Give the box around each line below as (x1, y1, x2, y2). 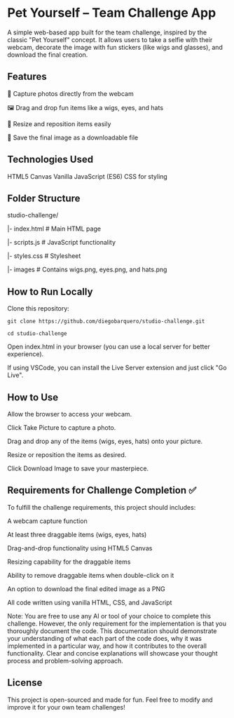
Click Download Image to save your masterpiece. (7, 464, 149, 473)
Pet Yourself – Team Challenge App (7, 5, 216, 21)
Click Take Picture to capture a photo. (7, 424, 116, 432)
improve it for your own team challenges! (7, 703, 125, 711)
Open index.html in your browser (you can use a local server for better (7, 342, 210, 351)
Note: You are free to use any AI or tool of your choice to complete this (7, 611, 212, 620)
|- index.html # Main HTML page (7, 224, 102, 233)
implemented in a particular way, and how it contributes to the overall (7, 642, 207, 650)
